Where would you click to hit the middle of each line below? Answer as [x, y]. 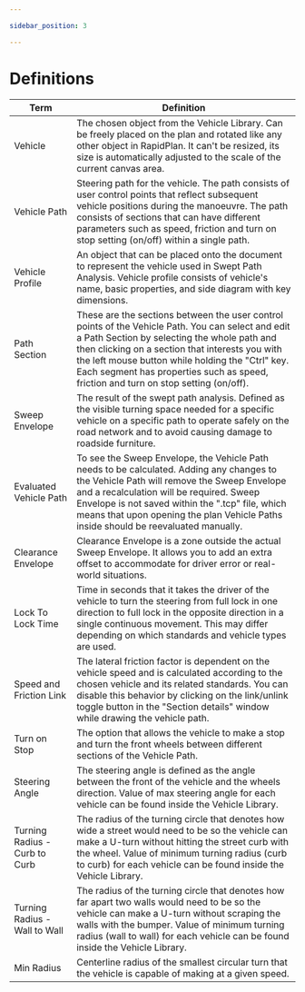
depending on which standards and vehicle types [182, 635]
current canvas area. [121, 168]
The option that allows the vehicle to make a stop [181, 732]
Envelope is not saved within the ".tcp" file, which [182, 503]
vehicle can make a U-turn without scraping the [179, 913]
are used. [96, 646]
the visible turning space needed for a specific [176, 409]
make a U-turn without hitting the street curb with [182, 841]
